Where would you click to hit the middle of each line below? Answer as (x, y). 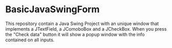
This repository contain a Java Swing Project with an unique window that (82, 23)
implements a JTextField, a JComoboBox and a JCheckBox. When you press (86, 29)
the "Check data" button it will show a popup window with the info (75, 34)
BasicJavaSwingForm (52, 9)
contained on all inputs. (30, 40)
